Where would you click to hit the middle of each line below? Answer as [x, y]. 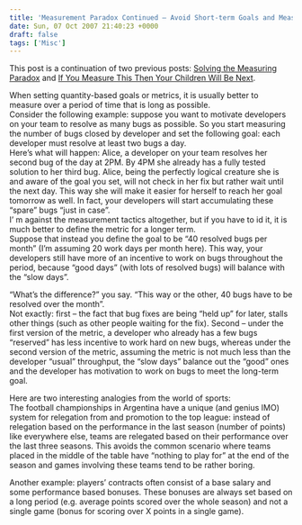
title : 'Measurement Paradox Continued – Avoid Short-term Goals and [142, 18]
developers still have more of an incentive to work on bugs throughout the [146, 258]
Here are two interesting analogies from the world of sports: [120, 398]
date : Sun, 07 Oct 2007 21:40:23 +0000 [84, 26]
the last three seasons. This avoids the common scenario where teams [140, 446]
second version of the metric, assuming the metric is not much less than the [150, 352]
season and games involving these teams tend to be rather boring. [132, 466]
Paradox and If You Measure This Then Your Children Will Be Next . [133, 78]
